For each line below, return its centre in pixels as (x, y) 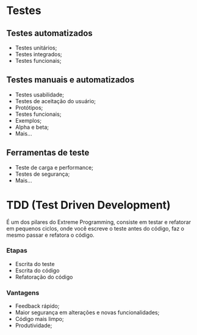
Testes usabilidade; (39, 95)
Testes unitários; (36, 48)
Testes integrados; (38, 54)
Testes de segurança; (42, 174)
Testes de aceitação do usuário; (56, 101)
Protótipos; (29, 107)
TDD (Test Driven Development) (88, 205)
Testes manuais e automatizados (70, 80)
